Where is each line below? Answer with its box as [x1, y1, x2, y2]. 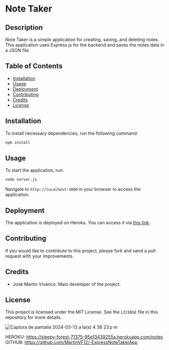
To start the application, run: [5, 167, 64, 173]
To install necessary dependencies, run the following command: [5, 130, 138, 136]
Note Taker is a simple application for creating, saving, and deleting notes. [5, 36, 159, 42]
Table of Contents [5, 62, 63, 71]
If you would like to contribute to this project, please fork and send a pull [5, 247, 156, 254]
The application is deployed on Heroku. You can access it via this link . [5, 220, 150, 225]
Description [5, 23, 43, 32]
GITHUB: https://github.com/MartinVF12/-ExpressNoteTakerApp [5, 339, 138, 345]
